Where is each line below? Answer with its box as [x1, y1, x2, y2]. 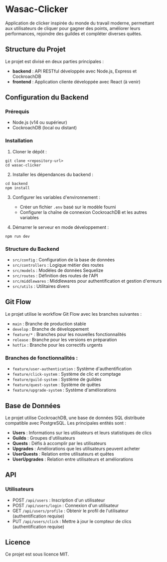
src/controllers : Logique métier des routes [12, 262, 104, 268]
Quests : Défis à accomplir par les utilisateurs [12, 440, 106, 446]
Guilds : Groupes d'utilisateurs [12, 435, 76, 441]
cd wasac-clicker [5, 162, 41, 168]
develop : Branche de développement [12, 326, 89, 332]
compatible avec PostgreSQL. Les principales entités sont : [5, 420, 126, 426]
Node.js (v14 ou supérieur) [12, 119, 67, 125]
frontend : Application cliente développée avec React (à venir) [12, 78, 141, 84]
